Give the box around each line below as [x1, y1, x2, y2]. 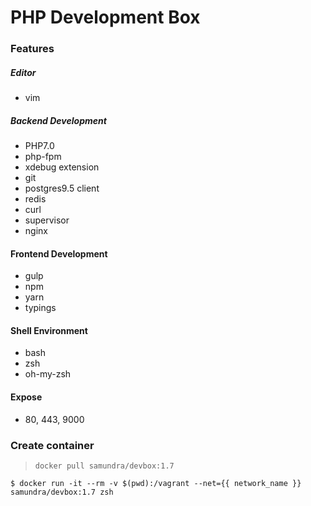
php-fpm [24, 151, 62, 163]
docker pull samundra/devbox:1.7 [34, 461, 175, 471]
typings [24, 302, 57, 314]
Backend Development [10, 114, 107, 126]
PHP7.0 [24, 140, 55, 152]
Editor [10, 66, 37, 78]
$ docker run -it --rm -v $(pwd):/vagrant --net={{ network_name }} [10, 478, 302, 488]
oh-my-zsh [24, 368, 72, 380]
